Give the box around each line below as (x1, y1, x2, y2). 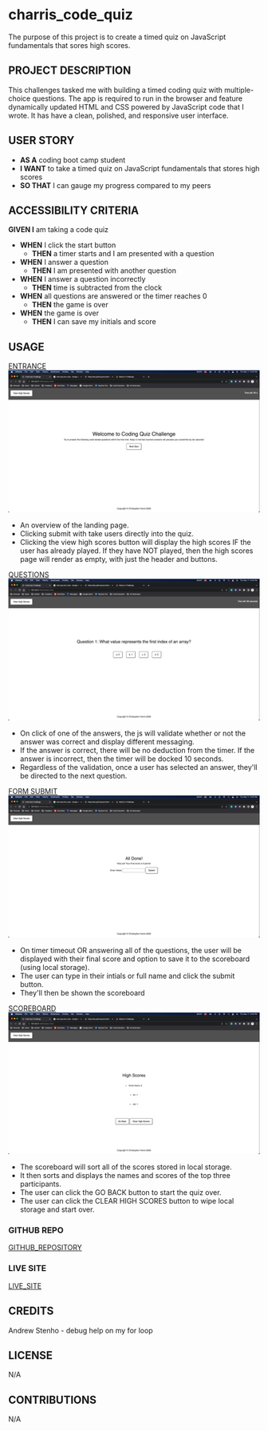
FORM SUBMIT (8, 787, 58, 796)
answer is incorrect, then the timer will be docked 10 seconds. (19, 754, 224, 764)
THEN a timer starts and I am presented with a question (31, 249, 215, 259)
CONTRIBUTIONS (8, 1393, 97, 1406)
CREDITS (8, 1305, 54, 1318)
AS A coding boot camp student (19, 154, 126, 165)
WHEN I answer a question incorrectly (19, 275, 146, 284)
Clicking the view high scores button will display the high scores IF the (19, 537, 251, 547)
